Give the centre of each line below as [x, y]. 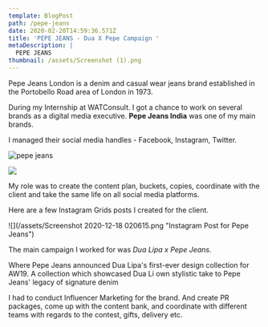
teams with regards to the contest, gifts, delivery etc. [95, 314]
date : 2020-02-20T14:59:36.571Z [62, 30]
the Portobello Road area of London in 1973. [81, 91]
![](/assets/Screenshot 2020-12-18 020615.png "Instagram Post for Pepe [128, 225]
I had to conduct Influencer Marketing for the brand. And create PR [119, 297]
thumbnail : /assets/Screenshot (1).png [75, 61]
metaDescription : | [41, 46]
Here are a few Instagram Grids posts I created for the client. [108, 210]
